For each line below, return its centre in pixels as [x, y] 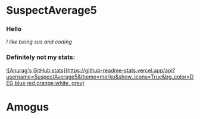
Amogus [28, 107]
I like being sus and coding [39, 42]
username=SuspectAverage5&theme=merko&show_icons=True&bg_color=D [100, 76]
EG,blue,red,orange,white [37, 83]
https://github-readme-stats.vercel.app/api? [121, 70]
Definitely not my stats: [41, 57]
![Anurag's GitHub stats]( [37, 70]
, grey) [76, 83]
